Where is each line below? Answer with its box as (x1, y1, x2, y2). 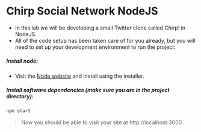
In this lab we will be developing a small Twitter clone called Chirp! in (14, 24, 186, 31)
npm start (6, 107, 31, 114)
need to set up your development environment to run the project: (14, 43, 176, 51)
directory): (6, 92, 34, 100)
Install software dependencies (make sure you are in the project (6, 86, 170, 93)
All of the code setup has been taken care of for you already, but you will (14, 37, 196, 44)
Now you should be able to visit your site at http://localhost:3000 (20, 119, 182, 126)
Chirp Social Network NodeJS (6, 4, 158, 18)
